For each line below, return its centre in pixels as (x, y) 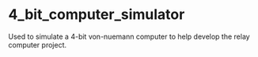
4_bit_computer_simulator (97, 15)
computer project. (38, 44)
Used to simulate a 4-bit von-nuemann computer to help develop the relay (129, 36)
